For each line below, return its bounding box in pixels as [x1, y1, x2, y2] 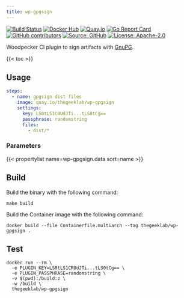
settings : [17, 105, 42, 111]
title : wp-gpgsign [6, 8, 52, 15]
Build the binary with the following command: [6, 189, 118, 196]
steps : [6, 88, 23, 94]
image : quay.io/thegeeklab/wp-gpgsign [17, 100, 114, 106]
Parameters [6, 142, 41, 150]
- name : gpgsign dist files [11, 94, 82, 100]
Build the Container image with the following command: [6, 211, 144, 218]
